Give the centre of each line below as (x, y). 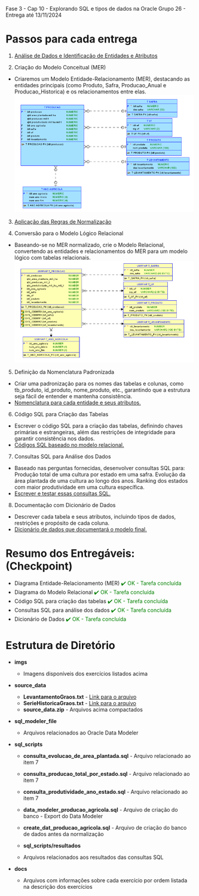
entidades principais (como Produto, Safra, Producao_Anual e (90, 85)
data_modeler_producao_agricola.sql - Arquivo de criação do (100, 809)
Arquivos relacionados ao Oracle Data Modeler (81, 733)
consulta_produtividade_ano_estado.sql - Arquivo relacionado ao (105, 791)
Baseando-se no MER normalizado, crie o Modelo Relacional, (90, 245)
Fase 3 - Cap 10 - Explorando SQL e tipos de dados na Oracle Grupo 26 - (96, 9)
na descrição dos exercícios (58, 886)
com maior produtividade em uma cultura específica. (79, 487)
